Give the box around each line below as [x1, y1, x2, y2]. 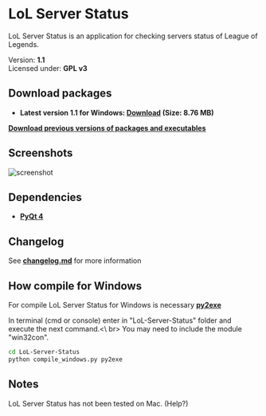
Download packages [8, 87, 112, 100]
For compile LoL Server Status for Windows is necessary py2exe [8, 300, 221, 309]
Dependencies [8, 190, 82, 204]
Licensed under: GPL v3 [8, 63, 88, 73]
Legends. [8, 39, 40, 49]
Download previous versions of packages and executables [8, 123, 206, 132]
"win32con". [8, 332, 49, 342]
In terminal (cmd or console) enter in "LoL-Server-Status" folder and [8, 316, 233, 325]
